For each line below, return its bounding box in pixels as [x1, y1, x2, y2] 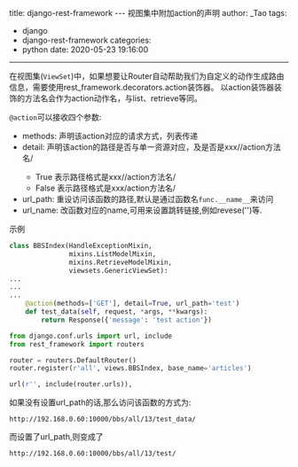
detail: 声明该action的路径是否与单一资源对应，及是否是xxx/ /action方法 [21, 142, 281, 152]
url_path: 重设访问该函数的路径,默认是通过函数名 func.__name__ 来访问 [21, 194, 274, 204]
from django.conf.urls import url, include [9, 331, 173, 340]
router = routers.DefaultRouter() [9, 355, 137, 365]
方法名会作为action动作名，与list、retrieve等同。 [24, 93, 202, 104]
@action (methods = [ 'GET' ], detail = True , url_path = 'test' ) [25, 300, 240, 308]
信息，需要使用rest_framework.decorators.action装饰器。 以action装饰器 [9, 82, 275, 92]
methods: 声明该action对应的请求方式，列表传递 [21, 131, 198, 141]
